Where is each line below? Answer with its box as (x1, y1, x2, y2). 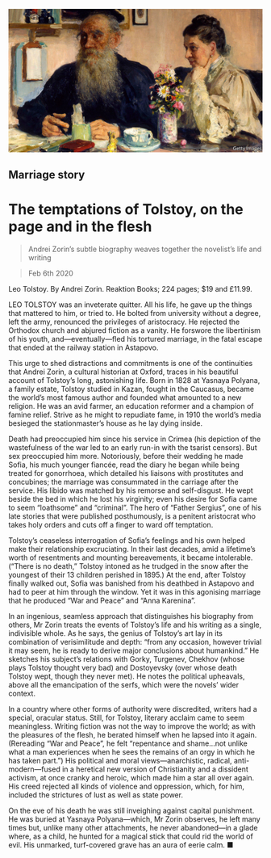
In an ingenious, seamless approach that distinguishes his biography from (8, 611, 254, 620)
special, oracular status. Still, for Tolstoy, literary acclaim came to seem (8, 713, 244, 722)
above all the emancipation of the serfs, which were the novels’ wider (8, 679, 240, 689)
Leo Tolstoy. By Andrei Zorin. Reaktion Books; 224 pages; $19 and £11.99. (8, 284, 252, 293)
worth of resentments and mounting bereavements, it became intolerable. (8, 553, 253, 562)
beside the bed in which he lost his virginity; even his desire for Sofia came (8, 494, 258, 503)
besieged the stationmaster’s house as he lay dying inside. (8, 418, 203, 428)
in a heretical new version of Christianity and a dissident (61, 764, 248, 774)
